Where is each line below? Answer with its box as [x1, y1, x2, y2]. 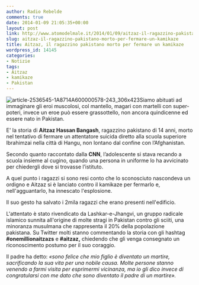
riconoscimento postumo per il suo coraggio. [6, 242, 116, 248]
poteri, [6, 109, 23, 116]
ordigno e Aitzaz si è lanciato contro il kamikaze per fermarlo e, [6, 181, 161, 188]
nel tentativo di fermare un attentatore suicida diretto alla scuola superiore [6, 133, 187, 140]
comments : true [6, 14, 44, 20]
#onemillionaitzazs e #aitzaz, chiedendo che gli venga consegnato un [6, 235, 180, 242]
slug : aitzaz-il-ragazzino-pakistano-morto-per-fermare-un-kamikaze [6, 36, 179, 42]
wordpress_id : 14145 [6, 47, 57, 53]
